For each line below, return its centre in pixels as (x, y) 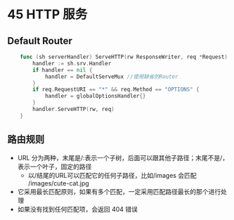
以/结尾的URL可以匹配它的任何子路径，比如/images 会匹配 (112, 175)
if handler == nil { (63, 70)
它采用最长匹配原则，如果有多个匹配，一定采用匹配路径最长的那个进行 (119, 191)
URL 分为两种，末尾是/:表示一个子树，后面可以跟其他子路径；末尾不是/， (123, 157)
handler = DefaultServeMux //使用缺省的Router (111, 77)
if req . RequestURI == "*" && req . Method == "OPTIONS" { (116, 90)
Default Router (40, 40)
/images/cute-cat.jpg (58, 183)
